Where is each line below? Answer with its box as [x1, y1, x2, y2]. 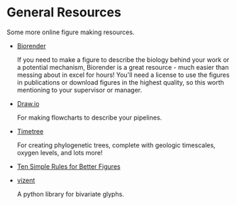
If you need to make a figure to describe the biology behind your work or [16, 55, 230, 64]
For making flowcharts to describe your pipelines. [16, 113, 162, 122]
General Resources [6, 4, 121, 21]
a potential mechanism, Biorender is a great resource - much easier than [16, 63, 229, 71]
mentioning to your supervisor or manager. [16, 85, 143, 94]
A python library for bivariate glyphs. [16, 189, 125, 198]
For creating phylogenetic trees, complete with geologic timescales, [16, 140, 216, 149]
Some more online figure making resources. [6, 28, 135, 36]
